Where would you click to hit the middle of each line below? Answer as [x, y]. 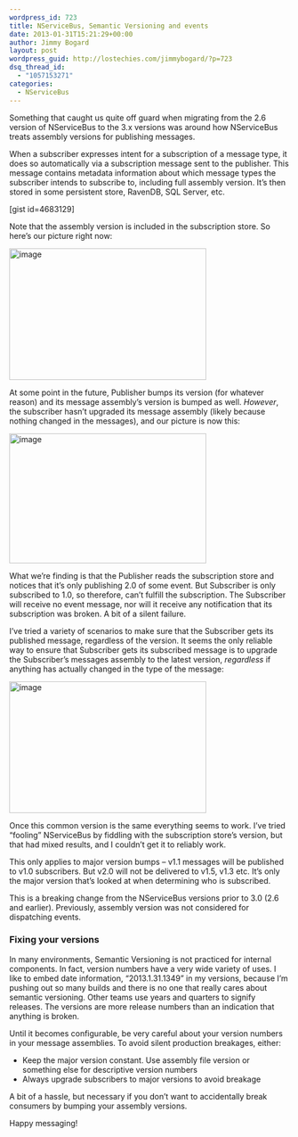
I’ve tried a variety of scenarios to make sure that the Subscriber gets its [141, 630]
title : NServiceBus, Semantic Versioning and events [109, 26]
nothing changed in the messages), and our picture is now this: [125, 421]
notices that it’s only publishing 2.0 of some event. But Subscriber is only [142, 585]
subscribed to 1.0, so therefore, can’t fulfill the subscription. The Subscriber [148, 595]
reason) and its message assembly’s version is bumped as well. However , [144, 401]
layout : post [33, 51]
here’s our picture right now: [61, 235]
